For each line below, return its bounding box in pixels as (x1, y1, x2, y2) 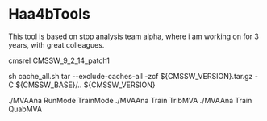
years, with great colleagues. (8, 40, 105, 49)
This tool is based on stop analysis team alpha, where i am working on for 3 (8, 31, 260, 41)
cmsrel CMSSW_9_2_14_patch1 (8, 56, 111, 65)
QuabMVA (8, 104, 43, 114)
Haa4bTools (8, 5, 90, 23)
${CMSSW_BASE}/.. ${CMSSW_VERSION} (15, 80, 156, 90)
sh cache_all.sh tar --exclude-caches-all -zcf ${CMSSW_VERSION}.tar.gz (8, 71, 253, 81)
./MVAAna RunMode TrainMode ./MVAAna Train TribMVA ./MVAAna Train (8, 95, 252, 105)
